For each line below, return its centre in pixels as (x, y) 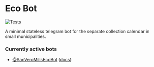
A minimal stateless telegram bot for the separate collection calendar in (77, 31)
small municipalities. (26, 36)
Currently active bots (31, 49)
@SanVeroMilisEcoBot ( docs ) (42, 60)
